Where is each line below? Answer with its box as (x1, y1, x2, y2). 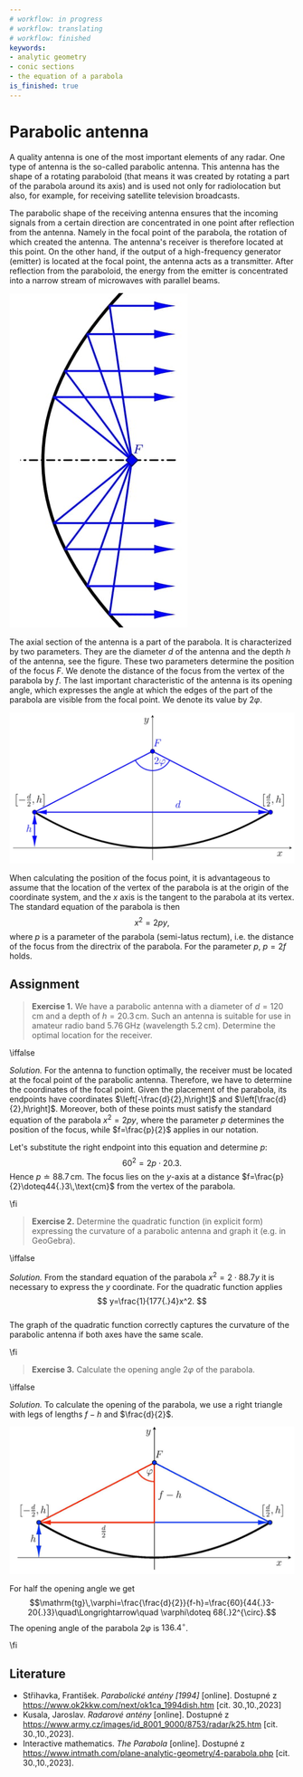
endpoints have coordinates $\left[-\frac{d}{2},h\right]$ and (9, 1094, 233, 1104)
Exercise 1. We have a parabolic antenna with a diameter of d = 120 (31, 1000, 284, 1011)
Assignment (9, 977, 80, 992)
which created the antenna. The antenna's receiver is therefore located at (9, 236, 284, 247)
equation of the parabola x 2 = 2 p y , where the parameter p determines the (9, 1113, 285, 1125)
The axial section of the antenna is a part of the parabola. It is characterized (9, 636, 292, 647)
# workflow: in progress (9, 14, 103, 24)
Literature (9, 1666, 66, 1681)
